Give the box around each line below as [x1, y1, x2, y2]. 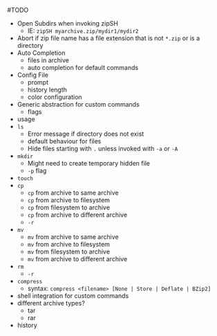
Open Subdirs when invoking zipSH [17, 19, 119, 27]
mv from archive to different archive [27, 255, 128, 263]
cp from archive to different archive [27, 211, 128, 219]
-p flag [27, 166, 47, 175]
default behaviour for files [27, 137, 102, 145]
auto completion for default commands [27, 64, 139, 71]
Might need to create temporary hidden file [27, 159, 151, 167]
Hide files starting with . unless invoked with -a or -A [27, 145, 178, 152]
